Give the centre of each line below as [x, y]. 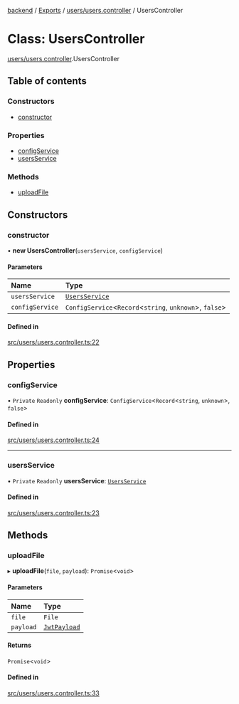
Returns [20, 645]
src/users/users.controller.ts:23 [53, 513]
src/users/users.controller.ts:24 [53, 440]
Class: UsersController [76, 39]
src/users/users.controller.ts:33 [53, 693]
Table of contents [47, 81]
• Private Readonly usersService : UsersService [77, 480]
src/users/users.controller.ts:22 [53, 342]
